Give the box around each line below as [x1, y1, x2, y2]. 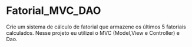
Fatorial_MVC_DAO [6, 4, 101, 17]
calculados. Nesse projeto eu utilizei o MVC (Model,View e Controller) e [6, 29, 180, 36]
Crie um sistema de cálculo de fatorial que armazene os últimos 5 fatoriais [6, 23, 187, 30]
